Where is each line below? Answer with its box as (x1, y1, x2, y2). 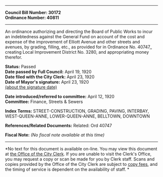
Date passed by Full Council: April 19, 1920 (5, 69, 92, 74)
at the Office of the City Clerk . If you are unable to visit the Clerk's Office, (5, 151, 152, 157)
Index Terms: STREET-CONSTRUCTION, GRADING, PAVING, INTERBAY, (5, 108, 149, 114)
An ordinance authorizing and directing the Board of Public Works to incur (5, 29, 153, 34)
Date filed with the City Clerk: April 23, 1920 (5, 74, 95, 80)
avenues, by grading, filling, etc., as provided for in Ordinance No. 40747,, (5, 44, 152, 50)
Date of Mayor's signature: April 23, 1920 (5, 79, 89, 85)
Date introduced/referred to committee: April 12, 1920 (5, 94, 115, 99)
